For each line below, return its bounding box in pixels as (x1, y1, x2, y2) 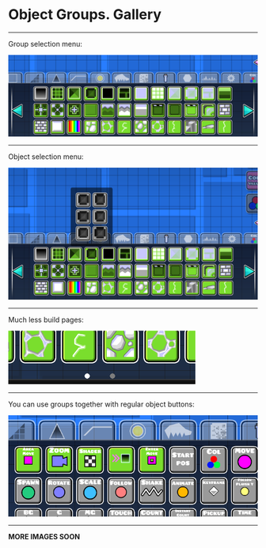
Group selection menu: (8, 39, 83, 48)
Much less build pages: (8, 315, 85, 325)
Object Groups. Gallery (8, 6, 162, 24)
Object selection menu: (8, 152, 85, 161)
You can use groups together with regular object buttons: (8, 399, 196, 409)
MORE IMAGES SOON (8, 531, 81, 541)
